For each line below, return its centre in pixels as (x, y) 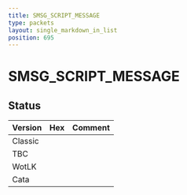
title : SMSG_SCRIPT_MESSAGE (54, 15)
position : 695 (31, 37)
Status (25, 105)
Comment (91, 128)
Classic (26, 141)
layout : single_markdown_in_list (63, 30)
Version (27, 128)
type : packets (31, 23)
